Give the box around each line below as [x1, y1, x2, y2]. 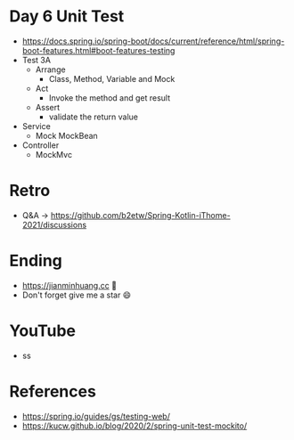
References [9, 381, 96, 402]
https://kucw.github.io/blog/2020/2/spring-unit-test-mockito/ [21, 420, 248, 431]
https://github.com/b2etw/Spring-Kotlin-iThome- [50, 209, 231, 220]
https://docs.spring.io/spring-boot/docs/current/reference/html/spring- [21, 36, 285, 46]
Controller [21, 140, 60, 151]
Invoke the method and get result [48, 92, 171, 103]
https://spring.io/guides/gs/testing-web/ [21, 411, 171, 421]
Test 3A [21, 54, 52, 65]
